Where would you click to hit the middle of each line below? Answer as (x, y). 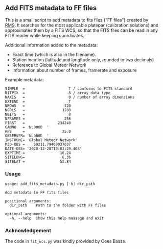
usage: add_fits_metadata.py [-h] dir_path (50, 184)
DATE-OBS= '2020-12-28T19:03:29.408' (44, 149)
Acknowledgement (28, 231)
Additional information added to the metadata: (51, 45)
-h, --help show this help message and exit (57, 218)
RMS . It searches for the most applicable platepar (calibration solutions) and (82, 25)
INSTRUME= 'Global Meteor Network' (41, 140)
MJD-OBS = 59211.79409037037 (38, 144)
